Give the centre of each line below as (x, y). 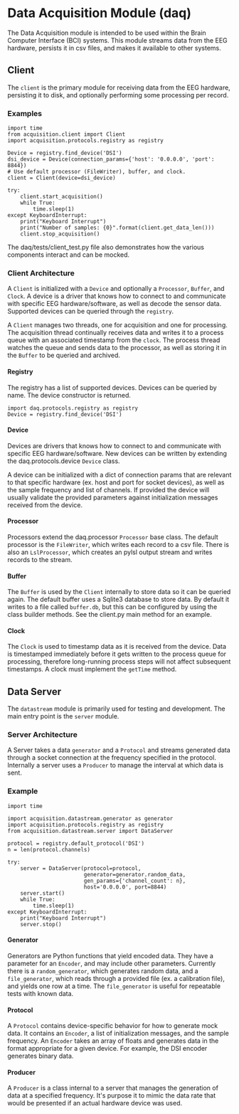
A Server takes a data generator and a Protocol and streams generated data (119, 750)
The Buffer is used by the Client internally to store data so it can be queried (119, 592)
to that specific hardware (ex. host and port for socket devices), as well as (116, 482)
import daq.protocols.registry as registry (73, 408)
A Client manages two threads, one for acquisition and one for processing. (117, 325)
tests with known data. (41, 993)
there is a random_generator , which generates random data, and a (103, 971)
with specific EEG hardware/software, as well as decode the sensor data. (115, 304)
